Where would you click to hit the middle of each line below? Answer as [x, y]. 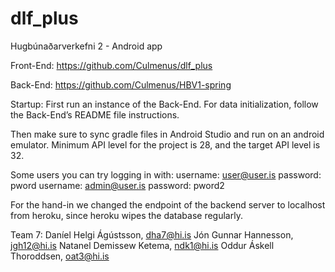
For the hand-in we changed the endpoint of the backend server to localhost [168, 204]
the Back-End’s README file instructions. [95, 114]
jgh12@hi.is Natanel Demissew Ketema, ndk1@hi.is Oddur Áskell [142, 245]
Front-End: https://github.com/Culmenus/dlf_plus [111, 65]
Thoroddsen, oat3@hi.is [60, 256]
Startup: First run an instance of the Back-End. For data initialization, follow [164, 104]
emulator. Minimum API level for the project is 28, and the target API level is [165, 144]
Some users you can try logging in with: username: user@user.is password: [166, 174]
